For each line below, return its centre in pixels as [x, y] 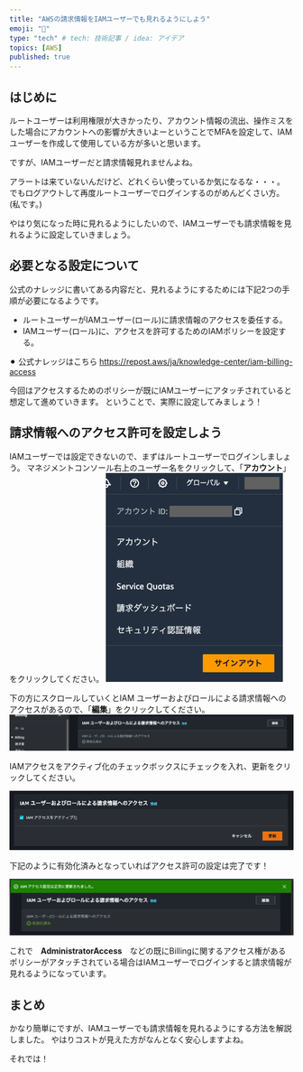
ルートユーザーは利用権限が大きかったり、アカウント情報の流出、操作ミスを [151, 120]
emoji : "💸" [30, 28]
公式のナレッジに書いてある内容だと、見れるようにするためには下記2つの [146, 289]
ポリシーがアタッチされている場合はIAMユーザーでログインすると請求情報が [151, 963]
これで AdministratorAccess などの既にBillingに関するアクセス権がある [148, 951]
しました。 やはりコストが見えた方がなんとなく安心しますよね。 [129, 1039]
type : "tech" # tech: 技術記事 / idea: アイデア [97, 38]
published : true [40, 57]
